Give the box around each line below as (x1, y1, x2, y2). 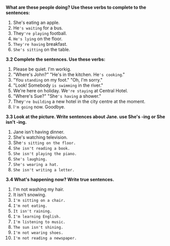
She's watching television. (13, 134, 68, 140)
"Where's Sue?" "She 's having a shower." (13, 93, 102, 99)
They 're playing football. (13, 30, 67, 36)
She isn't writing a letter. (13, 167, 75, 172)
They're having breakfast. (13, 41, 68, 47)
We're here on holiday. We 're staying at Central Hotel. (13, 88, 129, 93)
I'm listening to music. (13, 220, 66, 225)
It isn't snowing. (13, 192, 47, 197)
